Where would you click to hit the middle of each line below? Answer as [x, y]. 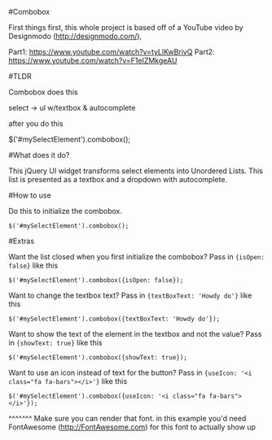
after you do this [36, 124]
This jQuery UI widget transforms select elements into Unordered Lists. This [136, 171]
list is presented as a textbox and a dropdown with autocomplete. [118, 179]
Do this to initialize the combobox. [65, 211]
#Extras [22, 241]
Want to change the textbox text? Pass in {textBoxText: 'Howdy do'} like [130, 295]
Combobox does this [44, 92]
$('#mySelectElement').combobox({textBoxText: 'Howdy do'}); [114, 319]
